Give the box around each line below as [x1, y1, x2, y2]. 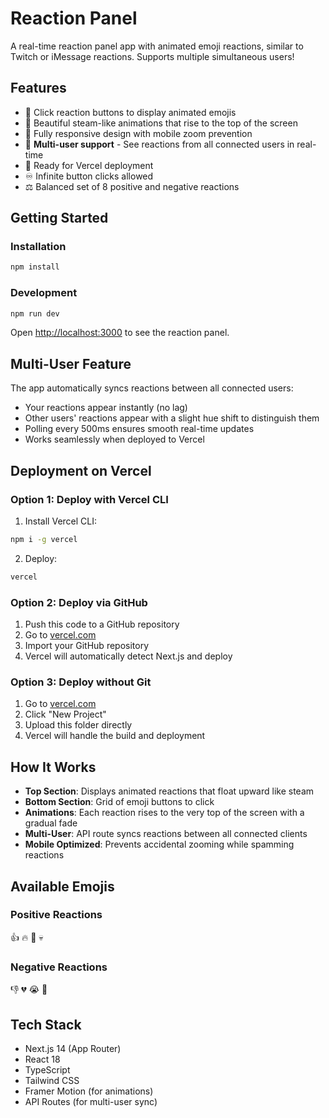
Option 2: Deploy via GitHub [10, 595, 148, 609]
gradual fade [24, 817, 78, 829]
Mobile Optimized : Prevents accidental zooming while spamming [24, 838, 295, 851]
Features [10, 80, 67, 97]
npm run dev [10, 308, 60, 319]
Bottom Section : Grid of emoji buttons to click [24, 796, 215, 808]
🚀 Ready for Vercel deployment [24, 159, 154, 171]
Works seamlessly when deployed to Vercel [24, 433, 205, 446]
